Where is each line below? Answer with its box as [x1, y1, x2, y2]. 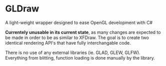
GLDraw [5, 3, 39, 14]
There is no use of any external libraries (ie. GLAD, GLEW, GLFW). [5, 49, 140, 55]
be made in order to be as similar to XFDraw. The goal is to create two [5, 34, 149, 40]
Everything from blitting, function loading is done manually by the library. [5, 54, 155, 60]
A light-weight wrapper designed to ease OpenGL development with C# [5, 19, 153, 25]
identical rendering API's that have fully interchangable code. [5, 39, 131, 45]
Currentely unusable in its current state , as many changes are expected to [5, 29, 161, 35]
